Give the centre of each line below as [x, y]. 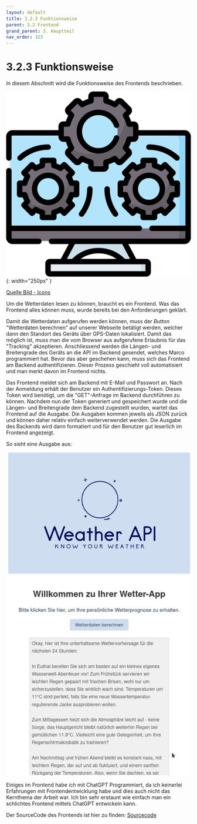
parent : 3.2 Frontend [33, 25]
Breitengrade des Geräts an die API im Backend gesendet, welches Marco [95, 353]
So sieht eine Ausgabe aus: [39, 444]
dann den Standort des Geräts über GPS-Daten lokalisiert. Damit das [89, 334]
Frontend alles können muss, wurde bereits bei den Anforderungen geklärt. [97, 310]
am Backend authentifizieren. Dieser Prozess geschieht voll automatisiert [94, 365]
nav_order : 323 [25, 37]
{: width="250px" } [29, 281]
